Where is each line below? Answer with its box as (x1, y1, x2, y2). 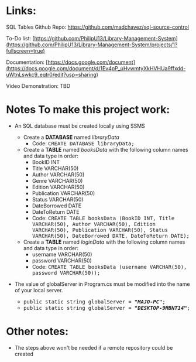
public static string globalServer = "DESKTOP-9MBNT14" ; (23, 305, 190, 311)
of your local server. (14, 286, 63, 293)
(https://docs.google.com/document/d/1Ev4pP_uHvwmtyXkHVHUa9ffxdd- (6, 64, 186, 71)
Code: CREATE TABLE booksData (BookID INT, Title (32, 214, 175, 221)
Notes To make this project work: (6, 103, 170, 117)
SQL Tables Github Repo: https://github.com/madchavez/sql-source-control (6, 23, 189, 30)
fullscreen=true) (6, 47, 45, 54)
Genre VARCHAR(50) (32, 177, 83, 184)
